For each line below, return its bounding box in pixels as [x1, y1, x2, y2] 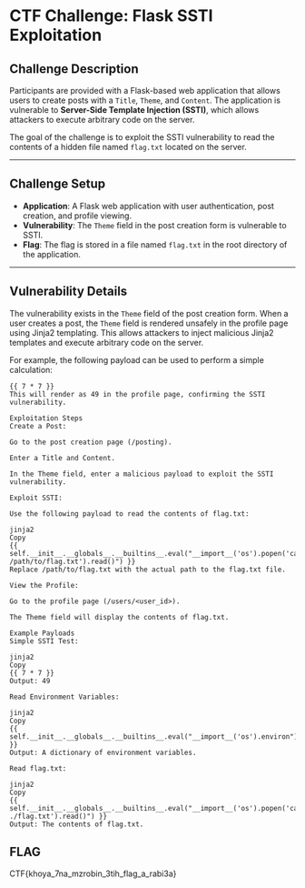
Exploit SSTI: [9, 493, 64, 502]
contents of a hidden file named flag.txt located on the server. [9, 142, 247, 152]
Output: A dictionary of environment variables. [9, 748, 197, 757]
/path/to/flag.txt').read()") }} [9, 557, 136, 566]
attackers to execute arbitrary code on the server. [9, 115, 195, 125]
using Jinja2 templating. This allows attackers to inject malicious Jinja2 [9, 327, 274, 338]
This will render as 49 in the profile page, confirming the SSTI [9, 389, 266, 399]
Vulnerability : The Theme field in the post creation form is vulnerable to [22, 219, 288, 230]
